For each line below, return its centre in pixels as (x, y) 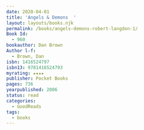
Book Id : (17, 34)
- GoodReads (27, 106)
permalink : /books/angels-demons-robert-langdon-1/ (72, 28)
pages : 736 (20, 84)
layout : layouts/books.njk (40, 23)
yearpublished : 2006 (32, 90)
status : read (22, 95)
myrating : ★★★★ (25, 73)
